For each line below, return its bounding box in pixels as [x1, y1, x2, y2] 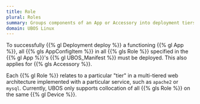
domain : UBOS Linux [6, 25, 55, 31]
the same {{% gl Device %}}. [6, 91, 77, 98]
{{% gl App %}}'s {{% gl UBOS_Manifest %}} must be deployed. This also [6, 54, 187, 61]
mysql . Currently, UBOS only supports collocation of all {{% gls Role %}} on [6, 84, 190, 92]
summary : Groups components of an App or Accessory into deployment [6, 20, 180, 26]
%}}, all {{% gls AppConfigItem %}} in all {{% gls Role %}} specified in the [6, 48, 189, 55]
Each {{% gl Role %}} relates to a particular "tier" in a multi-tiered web [6, 72, 179, 79]
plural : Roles [6, 14, 42, 20]
